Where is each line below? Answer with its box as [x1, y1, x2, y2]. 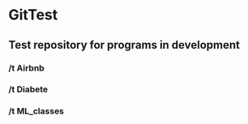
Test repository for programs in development [8, 38, 241, 52]
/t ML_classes [8, 105, 65, 117]
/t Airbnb [8, 62, 45, 74]
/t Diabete [8, 83, 49, 95]
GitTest [8, 6, 58, 24]
